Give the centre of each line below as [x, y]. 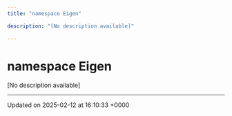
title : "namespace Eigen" [44, 13]
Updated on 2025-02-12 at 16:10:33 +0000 [68, 105]
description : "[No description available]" [71, 26]
